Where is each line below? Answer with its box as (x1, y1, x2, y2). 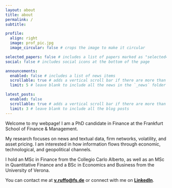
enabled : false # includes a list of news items (10, 73, 116, 78)
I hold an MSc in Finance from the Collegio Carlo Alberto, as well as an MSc (5, 156, 165, 162)
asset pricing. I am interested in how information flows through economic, (5, 141, 161, 147)
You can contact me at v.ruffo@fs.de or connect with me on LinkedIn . (5, 177, 155, 183)
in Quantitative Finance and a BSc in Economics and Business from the (5, 161, 155, 168)
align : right (10, 36, 38, 41)
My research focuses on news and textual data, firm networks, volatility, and (5, 135, 166, 142)
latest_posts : (5, 92, 36, 97)
